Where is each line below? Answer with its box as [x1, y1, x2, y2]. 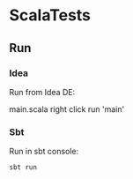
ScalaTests [9, 5, 91, 26]
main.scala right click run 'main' [9, 103, 125, 115]
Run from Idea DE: [9, 86, 76, 97]
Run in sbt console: [9, 146, 79, 157]
